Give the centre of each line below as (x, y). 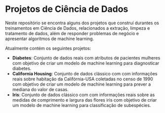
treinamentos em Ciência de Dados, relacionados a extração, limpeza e (78, 28)
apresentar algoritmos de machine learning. (50, 39)
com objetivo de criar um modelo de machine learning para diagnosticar (86, 63)
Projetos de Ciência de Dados (67, 9)
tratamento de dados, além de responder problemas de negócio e (72, 33)
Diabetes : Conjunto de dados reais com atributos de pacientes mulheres (86, 57)
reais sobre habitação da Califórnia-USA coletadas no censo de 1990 (82, 79)
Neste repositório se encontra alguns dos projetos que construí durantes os (82, 23)
